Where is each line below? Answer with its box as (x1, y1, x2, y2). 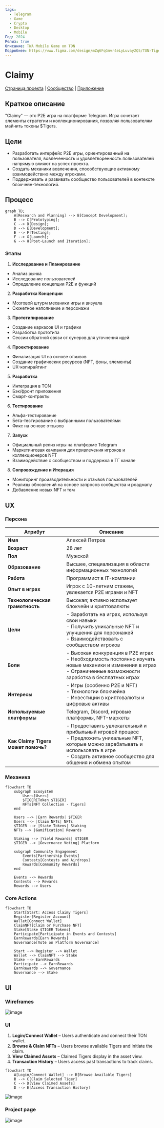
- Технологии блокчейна (66, 688, 125, 695)
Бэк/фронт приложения (12, 388, 61, 394)
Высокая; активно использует (66, 596, 138, 603)
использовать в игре (66, 747, 116, 754)
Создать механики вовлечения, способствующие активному (12, 166, 140, 172)
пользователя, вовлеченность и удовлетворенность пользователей (12, 155, 154, 162)
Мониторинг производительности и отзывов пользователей (12, 476, 138, 483)
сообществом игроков (66, 641, 121, 648)
